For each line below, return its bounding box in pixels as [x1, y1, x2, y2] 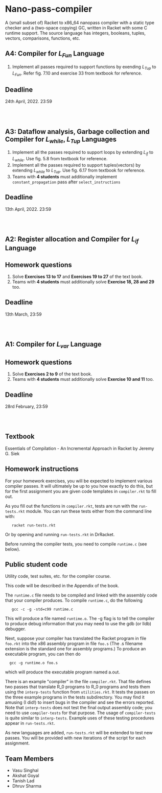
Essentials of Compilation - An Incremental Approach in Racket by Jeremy [5, 445, 154, 451]
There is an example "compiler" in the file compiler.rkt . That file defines [5, 679, 151, 685]
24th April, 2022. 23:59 [5, 99, 52, 104]
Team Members [5, 754, 54, 763]
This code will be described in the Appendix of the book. [5, 583, 119, 589]
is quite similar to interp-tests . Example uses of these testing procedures [5, 715, 154, 721]
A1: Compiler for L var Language [5, 340, 102, 350]
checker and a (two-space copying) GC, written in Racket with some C [5, 25, 148, 30]
